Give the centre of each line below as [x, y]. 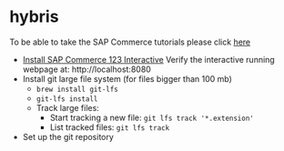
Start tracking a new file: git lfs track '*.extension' [152, 117]
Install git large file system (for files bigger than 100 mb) [127, 78]
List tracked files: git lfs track [110, 127]
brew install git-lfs [77, 89]
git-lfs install [67, 99]
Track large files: [68, 107]
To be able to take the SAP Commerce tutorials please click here [130, 42]
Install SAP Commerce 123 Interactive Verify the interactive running [148, 59]
